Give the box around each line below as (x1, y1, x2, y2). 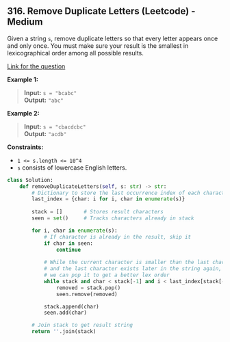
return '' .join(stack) (31, 328, 97, 335)
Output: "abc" (23, 96, 64, 104)
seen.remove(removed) (55, 291, 118, 298)
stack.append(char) (43, 303, 99, 310)
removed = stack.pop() (55, 284, 121, 291)
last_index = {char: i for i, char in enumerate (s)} (31, 196, 186, 202)
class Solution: (7, 176, 53, 183)
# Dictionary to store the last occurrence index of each (31, 189, 201, 196)
